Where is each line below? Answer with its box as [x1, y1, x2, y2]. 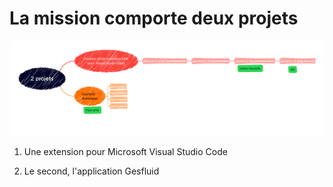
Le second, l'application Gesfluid [23, 165, 160, 177]
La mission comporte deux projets [9, 7, 299, 30]
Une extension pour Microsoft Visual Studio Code [23, 146, 228, 158]
